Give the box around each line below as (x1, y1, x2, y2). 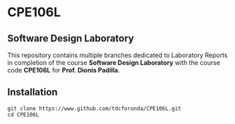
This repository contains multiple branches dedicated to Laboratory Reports (7, 51, 228, 59)
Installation (7, 86, 58, 99)
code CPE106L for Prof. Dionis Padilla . (7, 66, 120, 74)
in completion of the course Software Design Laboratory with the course (7, 58, 221, 67)
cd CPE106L (7, 111, 40, 118)
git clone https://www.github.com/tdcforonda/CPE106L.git (7, 105, 181, 112)
